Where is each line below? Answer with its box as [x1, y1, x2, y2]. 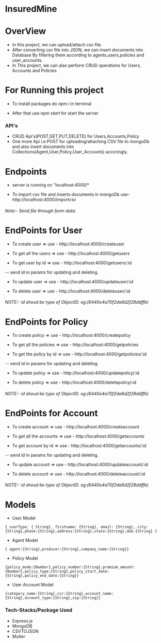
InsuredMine [5, 3, 57, 15]
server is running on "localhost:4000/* [12, 182, 90, 188]
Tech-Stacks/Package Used [5, 607, 73, 614]
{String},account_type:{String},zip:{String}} [5, 595, 101, 601]
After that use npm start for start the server [12, 110, 98, 116]
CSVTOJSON [12, 628, 39, 634]
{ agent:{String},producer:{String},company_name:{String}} [5, 547, 129, 552]
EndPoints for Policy [5, 316, 88, 327]
